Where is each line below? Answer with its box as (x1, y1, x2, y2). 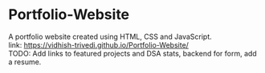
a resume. (8, 57, 42, 67)
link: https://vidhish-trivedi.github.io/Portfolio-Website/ (8, 40, 189, 49)
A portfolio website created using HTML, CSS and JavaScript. (8, 32, 213, 41)
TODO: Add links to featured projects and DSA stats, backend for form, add (8, 48, 257, 58)
